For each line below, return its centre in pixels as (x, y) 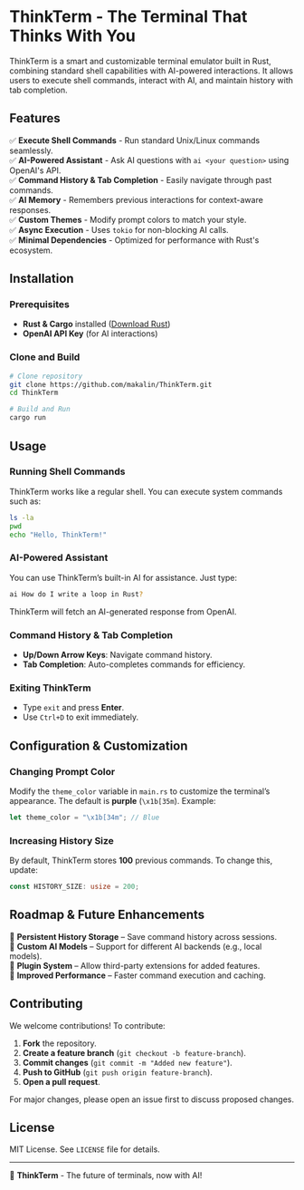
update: (24, 870)
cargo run (28, 418)
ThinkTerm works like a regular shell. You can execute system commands (146, 491)
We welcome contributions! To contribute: (87, 1025)
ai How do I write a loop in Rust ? (76, 594)
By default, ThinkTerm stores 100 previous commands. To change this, (141, 861)
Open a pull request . (62, 1081)
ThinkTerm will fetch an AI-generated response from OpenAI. (123, 611)
